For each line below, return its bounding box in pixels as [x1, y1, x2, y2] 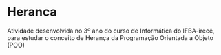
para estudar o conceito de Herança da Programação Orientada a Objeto [7, 33, 213, 41]
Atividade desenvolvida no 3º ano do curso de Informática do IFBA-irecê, [7, 26, 215, 35]
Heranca [7, 4, 57, 20]
